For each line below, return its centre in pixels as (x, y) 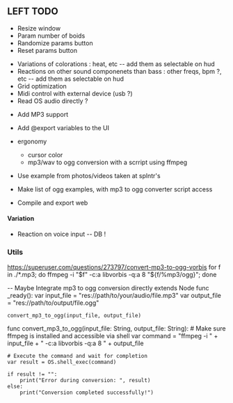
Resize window (39, 28)
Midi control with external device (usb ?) (75, 93)
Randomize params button (55, 43)
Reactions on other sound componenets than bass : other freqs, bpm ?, (119, 71)
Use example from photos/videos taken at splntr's (89, 175)
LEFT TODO (33, 11)
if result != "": (32, 374)
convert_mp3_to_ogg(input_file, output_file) (74, 316)
